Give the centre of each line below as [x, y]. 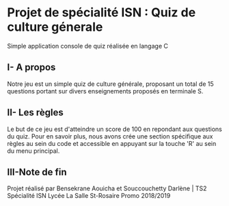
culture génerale [55, 27]
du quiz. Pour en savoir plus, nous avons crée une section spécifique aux [110, 136]
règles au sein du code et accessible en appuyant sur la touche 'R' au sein [112, 143]
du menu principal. [33, 151]
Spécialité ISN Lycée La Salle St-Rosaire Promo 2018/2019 [89, 196]
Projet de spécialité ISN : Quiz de [102, 13]
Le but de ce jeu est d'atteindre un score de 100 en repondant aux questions [114, 129]
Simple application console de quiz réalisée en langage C [88, 46]
